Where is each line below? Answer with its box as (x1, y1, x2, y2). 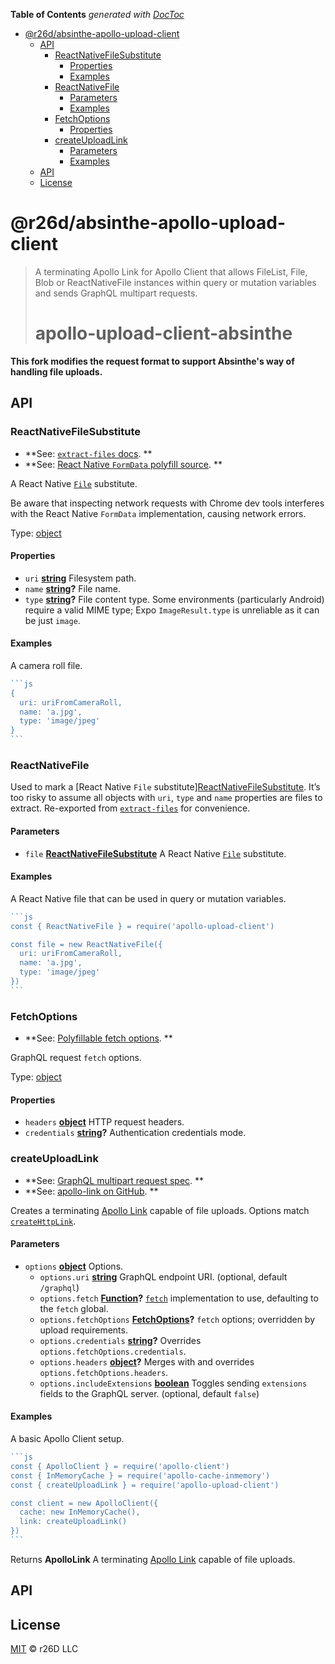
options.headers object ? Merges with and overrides (39, 1355, 255, 1368)
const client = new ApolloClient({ (10, 1498, 159, 1508)
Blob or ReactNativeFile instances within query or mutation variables (34, 276, 317, 288)
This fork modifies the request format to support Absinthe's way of (10, 355, 295, 367)
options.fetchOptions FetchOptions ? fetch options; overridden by (39, 1313, 316, 1325)
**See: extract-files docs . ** (24, 447, 153, 459)
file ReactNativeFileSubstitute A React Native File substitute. (24, 847, 287, 859)
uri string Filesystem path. (24, 572, 137, 584)
